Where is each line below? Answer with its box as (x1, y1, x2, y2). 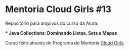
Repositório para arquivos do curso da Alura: (5, 20, 99, 26)
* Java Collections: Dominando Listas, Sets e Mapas (5, 30, 117, 36)
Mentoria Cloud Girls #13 (5, 4, 112, 15)
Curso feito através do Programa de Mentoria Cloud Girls (5, 39, 124, 46)
